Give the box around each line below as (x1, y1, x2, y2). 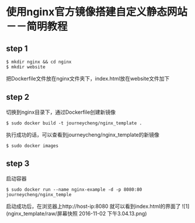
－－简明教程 (6, 20, 68, 33)
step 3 (6, 159, 30, 169)
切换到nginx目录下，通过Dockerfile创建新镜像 (6, 109, 116, 116)
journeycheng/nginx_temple (6, 191, 72, 197)
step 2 (6, 92, 30, 102)
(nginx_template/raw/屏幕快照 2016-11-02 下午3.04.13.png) (6, 210, 147, 217)
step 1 (6, 43, 28, 53)
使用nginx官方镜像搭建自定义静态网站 (6, 5, 188, 19)
